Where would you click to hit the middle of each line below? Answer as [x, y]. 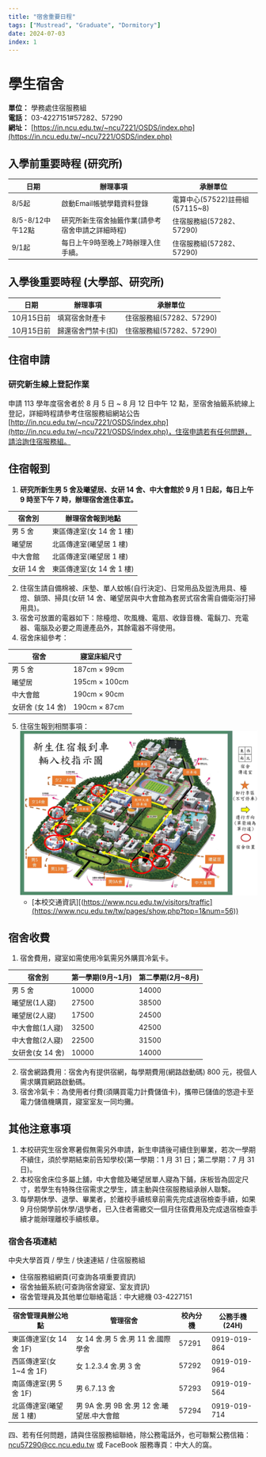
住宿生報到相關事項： [54, 726]
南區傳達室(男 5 [37, 1383]
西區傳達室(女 [34, 1361]
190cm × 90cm [99, 694]
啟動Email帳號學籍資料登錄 [105, 204]
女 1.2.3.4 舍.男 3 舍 [108, 1366]
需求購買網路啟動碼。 [54, 1081]
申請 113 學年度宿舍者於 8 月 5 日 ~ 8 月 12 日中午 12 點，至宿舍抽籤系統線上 [132, 403]
